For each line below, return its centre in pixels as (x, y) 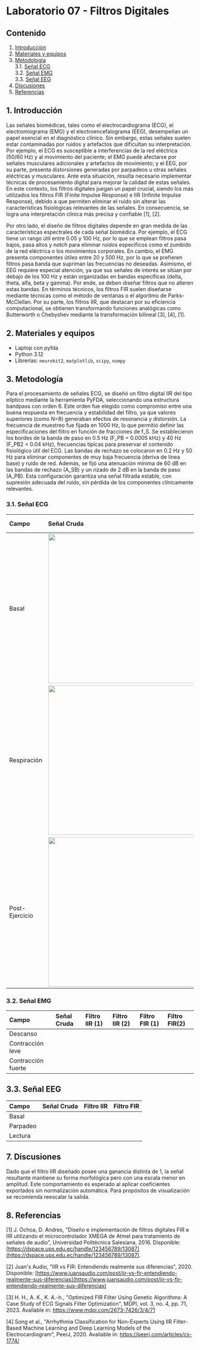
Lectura (20, 1135)
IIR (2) (121, 1024)
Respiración (26, 760)
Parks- (176, 295)
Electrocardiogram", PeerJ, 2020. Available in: (62, 1334)
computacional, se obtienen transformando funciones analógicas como (94, 308)
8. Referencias (34, 1216)
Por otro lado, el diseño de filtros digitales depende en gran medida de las (97, 225)
